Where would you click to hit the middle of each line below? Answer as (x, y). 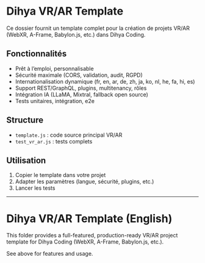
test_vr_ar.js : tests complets (54, 141)
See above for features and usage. (50, 254)
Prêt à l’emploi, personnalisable (54, 68)
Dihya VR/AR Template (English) (89, 218)
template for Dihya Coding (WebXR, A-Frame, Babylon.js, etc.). (85, 242)
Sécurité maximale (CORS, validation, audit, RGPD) (79, 75)
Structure (25, 120)
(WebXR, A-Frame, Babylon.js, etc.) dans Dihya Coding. (76, 34)
